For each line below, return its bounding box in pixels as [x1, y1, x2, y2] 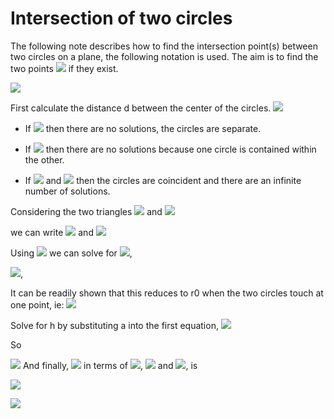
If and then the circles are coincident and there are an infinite [24, 174, 302, 186]
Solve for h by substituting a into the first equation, [10, 319, 219, 331]
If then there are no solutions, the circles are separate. [24, 122, 262, 134]
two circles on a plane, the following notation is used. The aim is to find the [10, 50, 319, 62]
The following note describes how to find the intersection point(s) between [10, 40, 318, 52]
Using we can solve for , [10, 247, 133, 259]
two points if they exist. [10, 62, 119, 74]
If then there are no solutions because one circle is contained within [24, 143, 317, 155]
